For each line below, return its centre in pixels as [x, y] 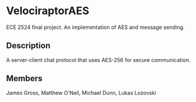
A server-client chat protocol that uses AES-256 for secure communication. [99, 60]
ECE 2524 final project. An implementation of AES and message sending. [96, 27]
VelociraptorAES [48, 11]
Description [28, 46]
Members [24, 79]
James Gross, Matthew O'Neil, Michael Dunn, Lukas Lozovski [81, 93]
